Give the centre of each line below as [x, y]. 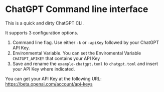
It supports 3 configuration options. [42, 32]
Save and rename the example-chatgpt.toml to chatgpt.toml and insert [85, 63]
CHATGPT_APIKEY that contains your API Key [56, 58]
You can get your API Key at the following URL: [53, 78]
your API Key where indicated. [44, 69]
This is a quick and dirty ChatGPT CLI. [45, 23]
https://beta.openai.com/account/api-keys [49, 84]
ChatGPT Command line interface [77, 9]
